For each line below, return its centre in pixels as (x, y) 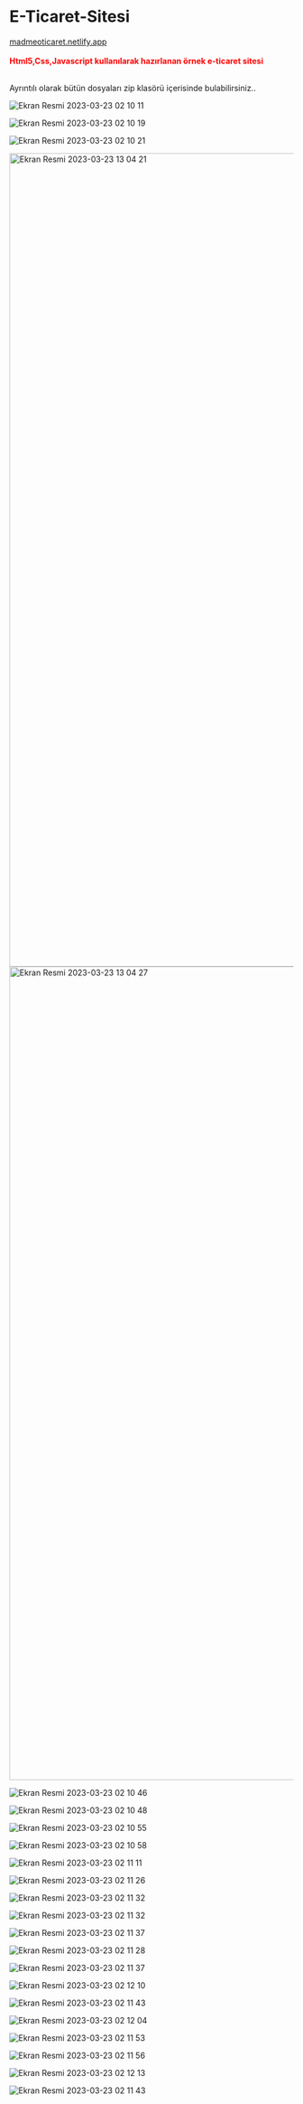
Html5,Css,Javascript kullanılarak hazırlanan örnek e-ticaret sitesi (137, 61)
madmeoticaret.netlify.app (58, 42)
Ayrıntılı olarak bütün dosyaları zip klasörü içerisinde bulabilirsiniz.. (133, 88)
